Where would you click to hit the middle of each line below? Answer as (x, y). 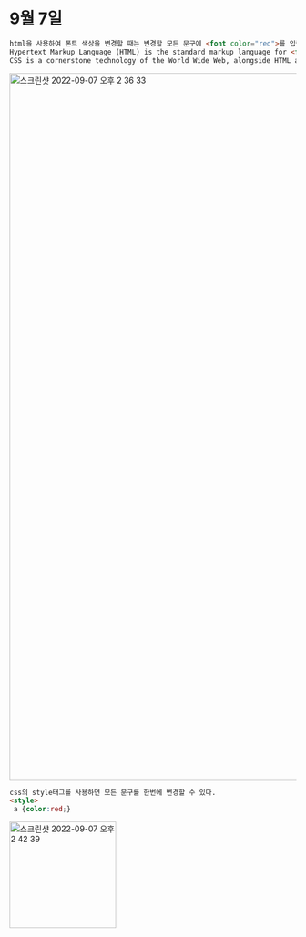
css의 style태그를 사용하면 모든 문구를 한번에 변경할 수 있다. (113, 792)
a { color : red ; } (42, 810)
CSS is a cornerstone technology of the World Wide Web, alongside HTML (150, 60)
